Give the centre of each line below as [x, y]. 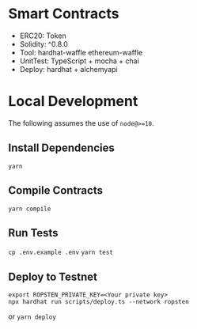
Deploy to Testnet [53, 276]
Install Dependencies [61, 148]
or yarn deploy [32, 316]
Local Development [73, 102]
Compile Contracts [55, 191]
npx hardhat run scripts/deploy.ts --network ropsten [99, 302]
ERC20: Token [43, 36]
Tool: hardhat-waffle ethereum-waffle [81, 52]
